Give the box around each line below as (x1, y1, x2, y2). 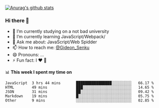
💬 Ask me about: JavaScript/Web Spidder (12, 39, 98, 45)
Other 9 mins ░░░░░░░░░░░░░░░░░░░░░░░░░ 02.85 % (5, 98, 154, 103)
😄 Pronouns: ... (12, 52, 45, 58)
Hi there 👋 (5, 17, 30, 24)
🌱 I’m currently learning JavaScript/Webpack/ (12, 34, 106, 40)
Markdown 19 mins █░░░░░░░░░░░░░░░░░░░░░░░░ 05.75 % (5, 94, 154, 99)
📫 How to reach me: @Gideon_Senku (12, 45, 90, 51)
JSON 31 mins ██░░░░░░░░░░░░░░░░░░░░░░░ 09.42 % (5, 90, 154, 95)
